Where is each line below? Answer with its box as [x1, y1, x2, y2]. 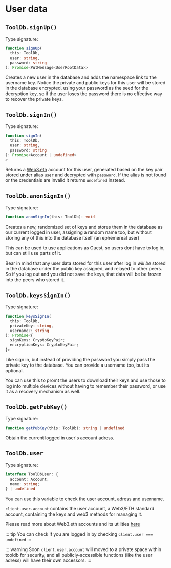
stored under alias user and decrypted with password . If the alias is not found [5, 172, 166, 178]
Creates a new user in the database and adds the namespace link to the [5, 74, 157, 80]
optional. [5, 367, 24, 373]
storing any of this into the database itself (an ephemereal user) [5, 235, 140, 241]
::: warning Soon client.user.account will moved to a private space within [5, 546, 162, 553]
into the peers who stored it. [5, 277, 65, 283]
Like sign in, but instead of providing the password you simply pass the [5, 356, 155, 362]
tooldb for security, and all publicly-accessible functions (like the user [5, 552, 153, 558]
